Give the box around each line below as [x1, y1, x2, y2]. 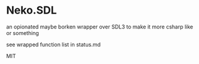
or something [6, 29, 39, 36]
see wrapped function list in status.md [6, 41, 101, 48]
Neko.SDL [6, 4, 57, 17]
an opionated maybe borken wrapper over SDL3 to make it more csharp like [6, 23, 194, 30]
